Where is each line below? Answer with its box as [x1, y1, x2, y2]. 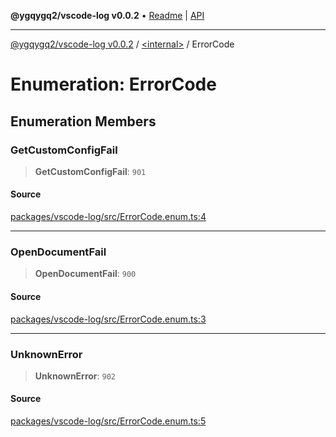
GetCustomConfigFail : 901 [34, 165, 147, 177]
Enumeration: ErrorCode [10, 73, 217, 96]
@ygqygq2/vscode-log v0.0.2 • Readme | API [10, 10, 205, 21]
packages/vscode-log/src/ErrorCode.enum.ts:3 [10, 313, 207, 325]
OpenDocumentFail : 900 [34, 268, 137, 280]
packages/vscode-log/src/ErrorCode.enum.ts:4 [10, 211, 207, 223]
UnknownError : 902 [34, 370, 117, 382]
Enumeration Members [10, 113, 157, 130]
